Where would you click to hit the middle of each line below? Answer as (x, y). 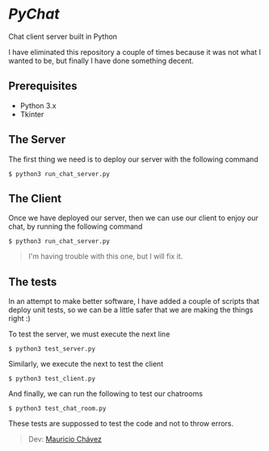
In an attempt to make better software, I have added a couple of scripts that (134, 301)
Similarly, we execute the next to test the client (86, 364)
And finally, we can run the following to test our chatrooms (106, 394)
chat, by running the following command (76, 226)
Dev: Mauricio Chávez (65, 439)
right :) (19, 318)
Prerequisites (43, 86)
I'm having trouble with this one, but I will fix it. (105, 256)
